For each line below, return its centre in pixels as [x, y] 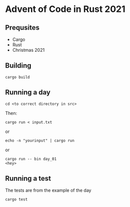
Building [18, 66]
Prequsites [22, 28]
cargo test [16, 200]
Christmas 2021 [28, 50]
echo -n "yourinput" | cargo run [40, 140]
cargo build [17, 77]
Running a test [28, 178]
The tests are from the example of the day [48, 191]
